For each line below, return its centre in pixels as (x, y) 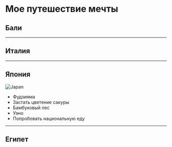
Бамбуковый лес (31, 108)
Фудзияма (24, 97)
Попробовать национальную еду (49, 118)
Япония (18, 75)
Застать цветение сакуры (41, 102)
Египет (17, 140)
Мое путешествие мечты (62, 9)
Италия (18, 51)
